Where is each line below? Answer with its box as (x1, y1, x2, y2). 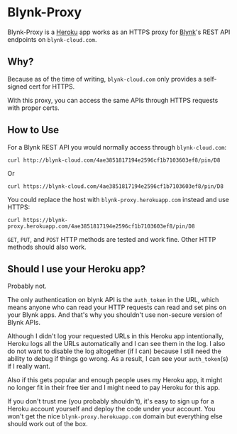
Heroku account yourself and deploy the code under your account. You (7, 405, 216, 413)
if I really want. (7, 362, 51, 371)
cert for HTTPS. (28, 82, 75, 91)
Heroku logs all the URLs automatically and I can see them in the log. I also (7, 340, 226, 348)
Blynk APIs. (7, 318, 41, 327)
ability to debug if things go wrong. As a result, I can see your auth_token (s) (7, 355, 228, 363)
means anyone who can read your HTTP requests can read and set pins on (7, 303, 227, 312)
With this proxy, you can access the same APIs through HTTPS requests (7, 96, 219, 104)
